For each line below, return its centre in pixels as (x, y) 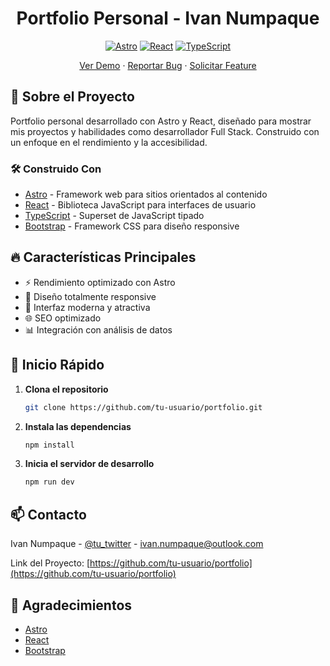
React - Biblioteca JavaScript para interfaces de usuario (140, 205)
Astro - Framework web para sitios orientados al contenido (146, 194)
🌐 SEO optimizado (63, 318)
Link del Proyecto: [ (50, 563)
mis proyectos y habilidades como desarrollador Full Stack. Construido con (165, 131)
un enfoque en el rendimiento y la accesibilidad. (109, 142)
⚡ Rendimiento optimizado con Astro (100, 282)
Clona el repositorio (66, 389)
